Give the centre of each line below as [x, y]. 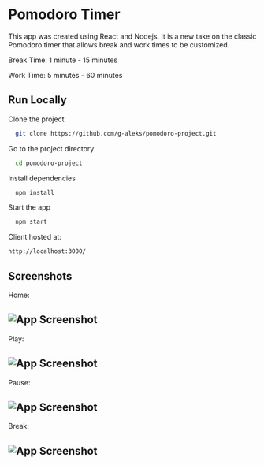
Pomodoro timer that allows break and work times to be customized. [119, 44]
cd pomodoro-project [49, 163]
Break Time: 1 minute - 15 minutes [63, 60]
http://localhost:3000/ [47, 251]
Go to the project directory [51, 148]
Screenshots [40, 276]
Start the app [30, 207]
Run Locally [37, 100]
